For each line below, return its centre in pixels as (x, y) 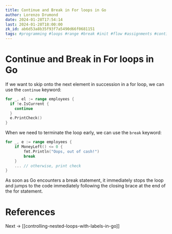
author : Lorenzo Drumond (32, 15)
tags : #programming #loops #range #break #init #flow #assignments (79, 34)
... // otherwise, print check (48, 166)
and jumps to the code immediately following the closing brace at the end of (85, 186)
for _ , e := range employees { (39, 142)
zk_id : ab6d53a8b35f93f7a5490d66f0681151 (50, 29)
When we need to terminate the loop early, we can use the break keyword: (84, 133)
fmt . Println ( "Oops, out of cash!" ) (62, 152)
